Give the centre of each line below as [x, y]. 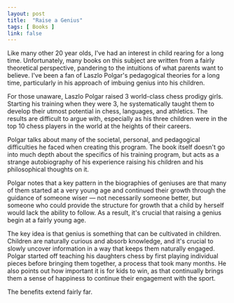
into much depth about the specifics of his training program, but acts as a [113, 155]
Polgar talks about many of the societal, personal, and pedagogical [104, 140]
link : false [25, 33]
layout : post [26, 14]
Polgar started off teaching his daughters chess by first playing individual [113, 256]
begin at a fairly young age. [47, 220]
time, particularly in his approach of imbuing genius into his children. [106, 83]
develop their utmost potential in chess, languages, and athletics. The [108, 111]
